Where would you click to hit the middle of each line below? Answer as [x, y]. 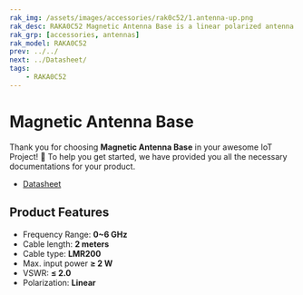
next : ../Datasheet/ [49, 60]
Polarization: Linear [59, 282]
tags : [20, 69]
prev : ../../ [34, 52]
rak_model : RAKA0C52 [49, 43]
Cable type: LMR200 [62, 253]
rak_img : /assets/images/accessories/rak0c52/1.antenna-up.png [132, 18]
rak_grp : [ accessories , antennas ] [75, 34]
